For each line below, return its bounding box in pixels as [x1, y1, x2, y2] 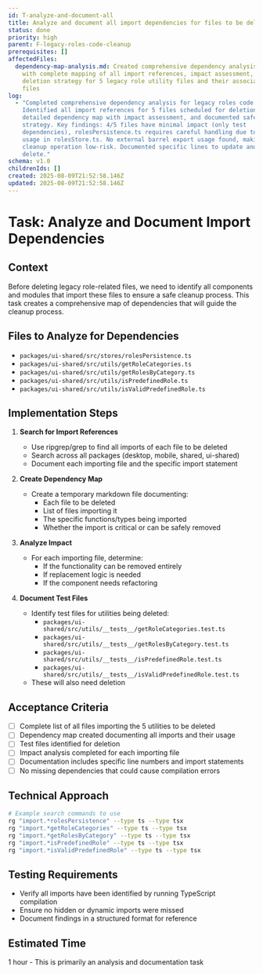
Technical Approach [8, 789, 110, 802]
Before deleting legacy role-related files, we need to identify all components [8, 282, 253, 291]
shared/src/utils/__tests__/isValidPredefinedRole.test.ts [42, 671, 240, 679]
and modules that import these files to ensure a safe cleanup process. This [8, 290, 250, 299]
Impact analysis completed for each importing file [19, 748, 180, 757]
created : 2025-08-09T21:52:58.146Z [8, 172, 124, 181]
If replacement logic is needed [42, 570, 141, 579]
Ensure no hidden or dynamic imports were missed [19, 906, 184, 915]
